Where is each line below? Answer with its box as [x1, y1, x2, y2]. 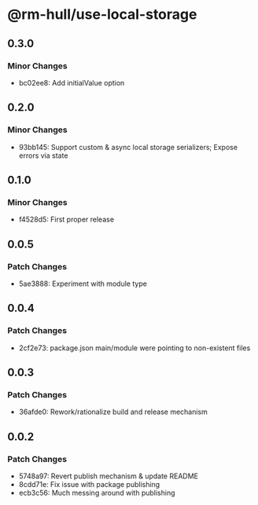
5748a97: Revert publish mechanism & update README [18, 471, 198, 481]
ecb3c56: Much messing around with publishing [18, 489, 175, 497]
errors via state [18, 151, 68, 160]
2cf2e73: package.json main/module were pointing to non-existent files [18, 343, 251, 353]
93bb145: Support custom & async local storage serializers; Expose [18, 142, 238, 152]
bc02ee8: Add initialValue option [18, 78, 125, 87]
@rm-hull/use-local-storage [7, 5, 197, 24]
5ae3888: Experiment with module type [18, 279, 147, 288]
